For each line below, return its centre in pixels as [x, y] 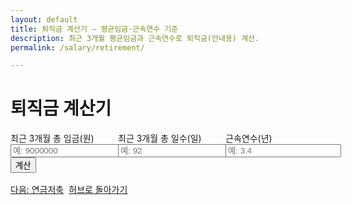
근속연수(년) [249, 138]
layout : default [44, 19]
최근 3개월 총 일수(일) [160, 138]
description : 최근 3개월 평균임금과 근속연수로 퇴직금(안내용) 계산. [135, 38]
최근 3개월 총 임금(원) [52, 138]
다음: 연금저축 [37, 190]
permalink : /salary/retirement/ [77, 47]
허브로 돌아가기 [98, 190]
